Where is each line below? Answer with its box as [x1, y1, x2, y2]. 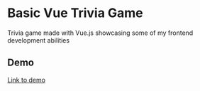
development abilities [7, 36, 70, 44]
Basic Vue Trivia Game [7, 5, 143, 21]
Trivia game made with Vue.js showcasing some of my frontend [7, 28, 194, 37]
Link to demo [7, 75, 46, 84]
